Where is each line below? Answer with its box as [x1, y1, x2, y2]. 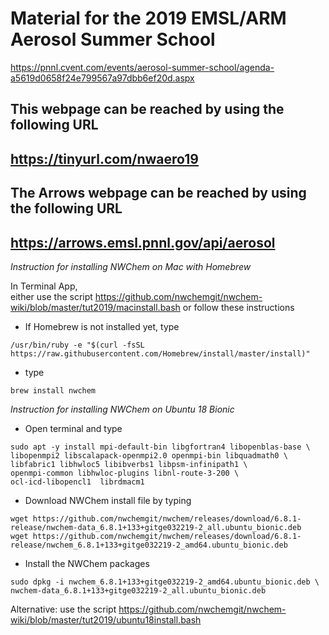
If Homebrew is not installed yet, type [24, 320, 180, 332]
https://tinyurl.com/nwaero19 [10, 150, 199, 167]
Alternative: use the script [10, 603, 117, 615]
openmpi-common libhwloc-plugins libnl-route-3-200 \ [10, 468, 240, 478]
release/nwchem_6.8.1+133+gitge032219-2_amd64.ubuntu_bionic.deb [10, 540, 288, 550]
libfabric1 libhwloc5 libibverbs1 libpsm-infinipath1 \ [10, 459, 248, 469]
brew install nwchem [10, 385, 97, 396]
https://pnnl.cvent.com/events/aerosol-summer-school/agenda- [10, 61, 275, 73]
